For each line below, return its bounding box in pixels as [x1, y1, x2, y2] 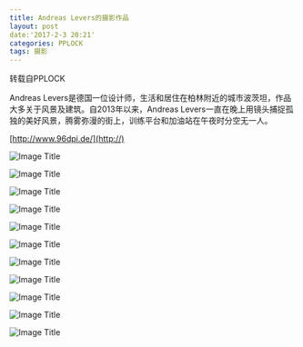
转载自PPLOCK [9, 74, 66, 84]
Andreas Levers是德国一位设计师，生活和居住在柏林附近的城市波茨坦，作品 [9, 93, 292, 104]
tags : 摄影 [9, 47, 48, 56]
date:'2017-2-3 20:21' [9, 30, 96, 39]
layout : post [9, 22, 59, 31]
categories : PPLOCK [9, 38, 84, 48]
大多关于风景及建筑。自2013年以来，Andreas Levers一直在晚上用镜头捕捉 [9, 104, 286, 114]
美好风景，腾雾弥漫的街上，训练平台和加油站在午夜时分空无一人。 [25, 115, 273, 126]
